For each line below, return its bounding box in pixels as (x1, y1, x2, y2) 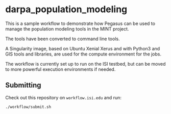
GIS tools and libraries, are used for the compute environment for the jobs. (5, 51, 162, 57)
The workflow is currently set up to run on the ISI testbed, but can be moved (5, 61, 166, 67)
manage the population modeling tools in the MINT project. (5, 25, 129, 32)
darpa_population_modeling (5, 4, 128, 15)
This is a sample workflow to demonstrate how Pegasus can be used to (5, 20, 156, 26)
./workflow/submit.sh (5, 104, 52, 109)
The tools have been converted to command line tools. (5, 36, 120, 42)
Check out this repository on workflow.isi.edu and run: (5, 94, 121, 100)
